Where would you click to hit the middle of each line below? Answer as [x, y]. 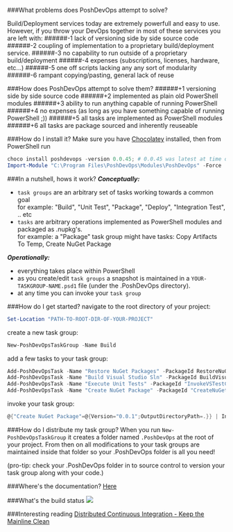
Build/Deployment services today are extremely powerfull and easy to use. [114, 23]
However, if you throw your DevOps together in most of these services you [114, 31]
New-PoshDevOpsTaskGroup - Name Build [62, 345]
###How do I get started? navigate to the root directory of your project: [109, 306]
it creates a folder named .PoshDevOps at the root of [141, 437]
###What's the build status [46, 500]
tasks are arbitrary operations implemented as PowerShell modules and [119, 222]
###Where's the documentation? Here [62, 486]
